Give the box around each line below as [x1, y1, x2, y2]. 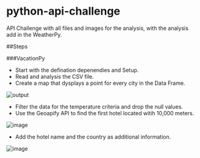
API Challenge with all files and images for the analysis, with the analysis [6, 24, 189, 32]
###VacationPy [6, 54, 45, 62]
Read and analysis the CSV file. [15, 73, 95, 80]
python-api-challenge [6, 4, 121, 18]
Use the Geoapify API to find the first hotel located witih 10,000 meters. [15, 109, 195, 117]
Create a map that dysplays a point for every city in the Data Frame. [15, 79, 185, 87]
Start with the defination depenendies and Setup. [15, 66, 139, 74]
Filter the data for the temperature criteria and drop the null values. [15, 102, 184, 110]
